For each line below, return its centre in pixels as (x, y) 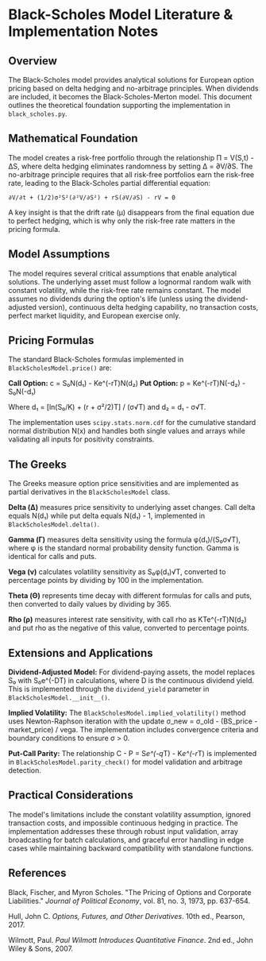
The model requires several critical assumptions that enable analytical (122, 273)
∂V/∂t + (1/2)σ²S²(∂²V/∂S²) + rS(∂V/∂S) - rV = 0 (92, 197)
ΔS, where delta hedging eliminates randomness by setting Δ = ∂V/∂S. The (131, 166)
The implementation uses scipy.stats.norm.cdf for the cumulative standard (132, 423)
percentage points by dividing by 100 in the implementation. (106, 581)
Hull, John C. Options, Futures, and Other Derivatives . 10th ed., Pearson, (127, 916)
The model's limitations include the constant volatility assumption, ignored (130, 814)
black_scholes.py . (38, 114)
